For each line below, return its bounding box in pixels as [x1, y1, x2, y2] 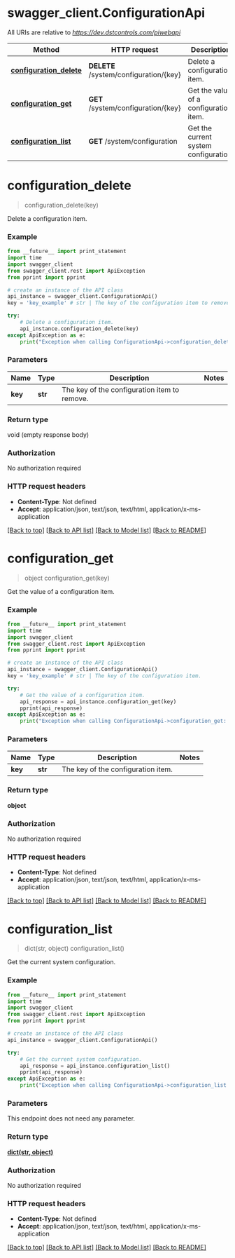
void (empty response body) [7, 431, 90, 439]
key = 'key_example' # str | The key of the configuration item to [7, 299, 208, 306]
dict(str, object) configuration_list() [24, 945, 124, 953]
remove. [62, 393, 89, 403]
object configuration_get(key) [24, 574, 110, 582]
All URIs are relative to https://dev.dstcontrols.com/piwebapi [7, 28, 181, 36]
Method [32, 44, 60, 54]
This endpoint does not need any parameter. [7, 1114, 135, 1123]
